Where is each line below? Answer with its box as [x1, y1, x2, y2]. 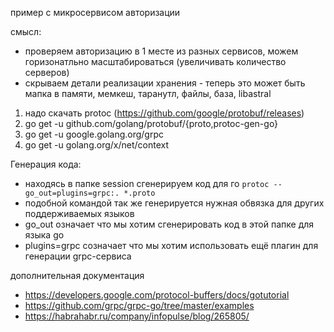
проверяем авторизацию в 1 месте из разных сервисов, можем [24, 45, 299, 57]
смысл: [10, 26, 42, 37]
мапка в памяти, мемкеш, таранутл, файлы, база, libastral [24, 88, 272, 99]
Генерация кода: [10, 158, 82, 170]
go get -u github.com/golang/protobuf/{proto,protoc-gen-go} [24, 118, 279, 129]
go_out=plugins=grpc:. [24, 188, 120, 198]
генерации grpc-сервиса [24, 250, 132, 262]
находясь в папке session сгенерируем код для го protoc [24, 178, 270, 189]
